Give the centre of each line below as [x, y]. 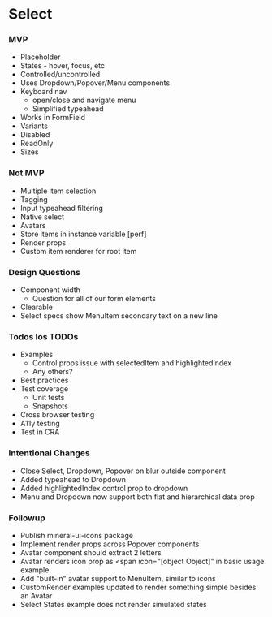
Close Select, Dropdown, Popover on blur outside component [123, 471]
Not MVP [26, 173]
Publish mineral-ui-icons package [77, 535]
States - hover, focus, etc [63, 66]
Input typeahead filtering [62, 208]
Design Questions [45, 272]
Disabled [35, 135]
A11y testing [40, 424]
